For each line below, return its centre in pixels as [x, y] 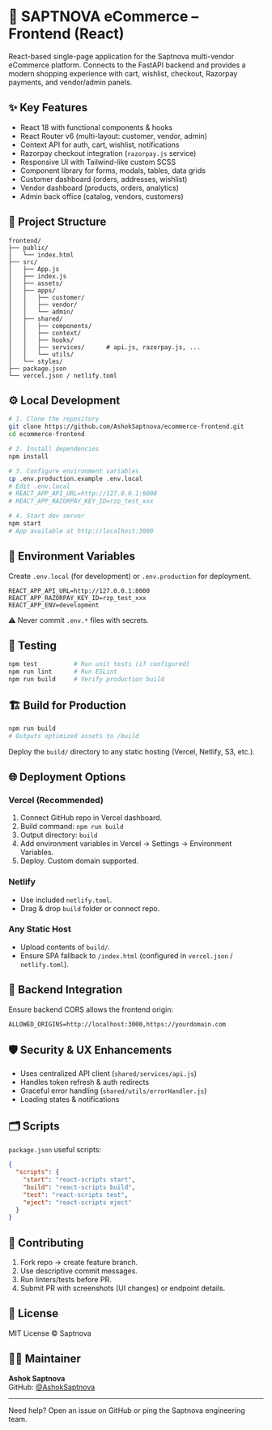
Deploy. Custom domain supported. [79, 861]
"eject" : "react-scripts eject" [77, 1202]
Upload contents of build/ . [65, 947]
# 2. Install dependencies [54, 449]
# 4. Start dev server [47, 516]
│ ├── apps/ [32, 290]
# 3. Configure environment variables [74, 471]
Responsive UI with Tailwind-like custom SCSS [98, 162]
